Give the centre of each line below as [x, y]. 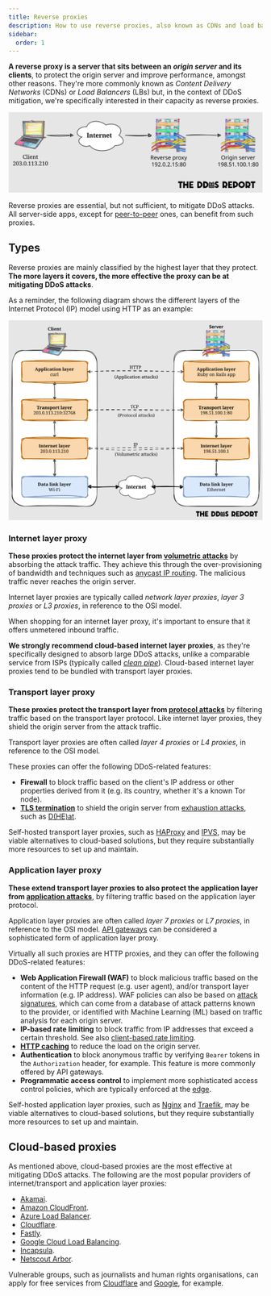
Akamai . [33, 1199]
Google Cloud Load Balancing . [71, 1242]
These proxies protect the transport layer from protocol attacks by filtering [135, 710]
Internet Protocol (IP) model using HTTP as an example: [101, 308]
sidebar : [23, 34]
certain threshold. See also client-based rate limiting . [108, 1037]
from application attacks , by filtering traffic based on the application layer [132, 896]
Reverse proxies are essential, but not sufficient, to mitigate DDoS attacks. [131, 205]
